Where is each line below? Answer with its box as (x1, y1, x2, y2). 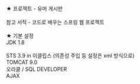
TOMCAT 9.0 (6, 59, 38, 66)
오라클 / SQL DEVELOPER (6, 66, 67, 72)
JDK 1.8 (6, 39, 25, 46)
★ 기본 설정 (6, 32, 34, 39)
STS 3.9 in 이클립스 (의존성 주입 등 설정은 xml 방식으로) (6, 52, 135, 59)
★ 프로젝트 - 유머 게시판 (6, 5, 63, 12)
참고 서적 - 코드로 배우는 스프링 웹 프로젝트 (6, 19, 105, 25)
